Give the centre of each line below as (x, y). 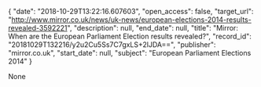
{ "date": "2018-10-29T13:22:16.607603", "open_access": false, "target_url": (131, 11)
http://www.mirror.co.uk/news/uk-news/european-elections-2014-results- (131, 20)
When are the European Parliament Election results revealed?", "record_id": (130, 36)
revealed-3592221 (38, 28)
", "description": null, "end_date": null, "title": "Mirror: (153, 28)
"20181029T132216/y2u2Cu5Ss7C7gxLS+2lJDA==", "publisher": (112, 45)
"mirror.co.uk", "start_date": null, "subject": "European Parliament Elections (130, 53)
